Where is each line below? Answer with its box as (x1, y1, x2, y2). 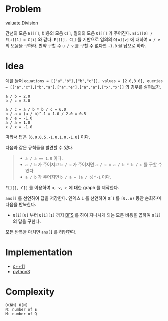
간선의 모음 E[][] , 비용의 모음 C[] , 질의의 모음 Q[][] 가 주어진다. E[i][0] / (5, 30, 153, 36)
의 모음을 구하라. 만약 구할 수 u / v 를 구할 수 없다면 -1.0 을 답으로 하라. (5, 42, 146, 48)
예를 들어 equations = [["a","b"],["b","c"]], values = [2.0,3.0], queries (5, 77, 163, 83)
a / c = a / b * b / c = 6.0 (5, 107, 66, 112)
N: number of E (5, 307, 37, 312)
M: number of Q (5, 311, 37, 316)
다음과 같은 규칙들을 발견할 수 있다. (5, 144, 74, 150)
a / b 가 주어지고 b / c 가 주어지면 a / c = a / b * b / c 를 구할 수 (25, 161, 163, 167)
